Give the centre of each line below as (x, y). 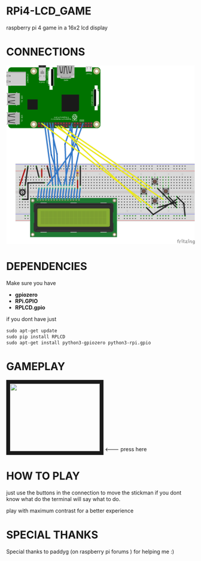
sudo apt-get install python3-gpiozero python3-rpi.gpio (79, 343)
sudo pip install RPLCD (36, 337)
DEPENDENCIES (47, 267)
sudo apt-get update (32, 331)
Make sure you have (31, 283)
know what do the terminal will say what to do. (63, 499)
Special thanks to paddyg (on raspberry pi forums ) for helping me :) (90, 552)
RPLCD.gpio (30, 308)
